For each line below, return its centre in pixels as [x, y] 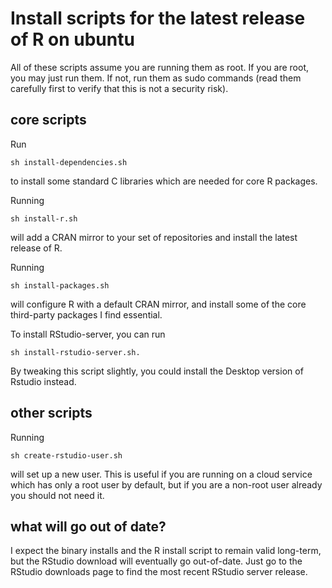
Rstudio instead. [43, 381]
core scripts [48, 120]
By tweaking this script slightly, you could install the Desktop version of [157, 371]
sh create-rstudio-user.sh [66, 455]
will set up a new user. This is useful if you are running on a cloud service [161, 474]
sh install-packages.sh [60, 285]
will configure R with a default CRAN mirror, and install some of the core [158, 304]
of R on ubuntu [72, 39]
